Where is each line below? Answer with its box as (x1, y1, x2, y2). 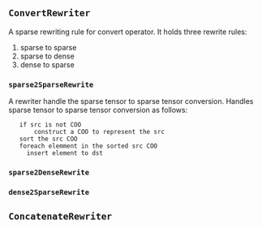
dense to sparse (19, 59, 75, 69)
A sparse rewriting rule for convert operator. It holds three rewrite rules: (8, 27, 247, 37)
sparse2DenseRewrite (8, 168, 90, 178)
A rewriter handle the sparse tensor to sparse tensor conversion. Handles (8, 97, 254, 106)
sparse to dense (19, 51, 75, 61)
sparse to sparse (19, 42, 77, 52)
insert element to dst (26, 149, 104, 157)
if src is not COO (19, 121, 82, 129)
